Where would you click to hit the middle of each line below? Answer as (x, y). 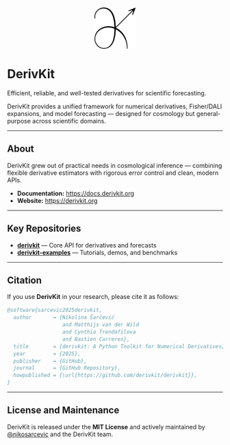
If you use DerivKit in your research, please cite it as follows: (93, 297)
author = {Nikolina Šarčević (64, 317)
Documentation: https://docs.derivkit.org (76, 193)
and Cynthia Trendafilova (99, 332)
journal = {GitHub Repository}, (67, 368)
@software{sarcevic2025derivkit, (55, 310)
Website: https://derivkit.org (57, 200)
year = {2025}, (47, 354)
